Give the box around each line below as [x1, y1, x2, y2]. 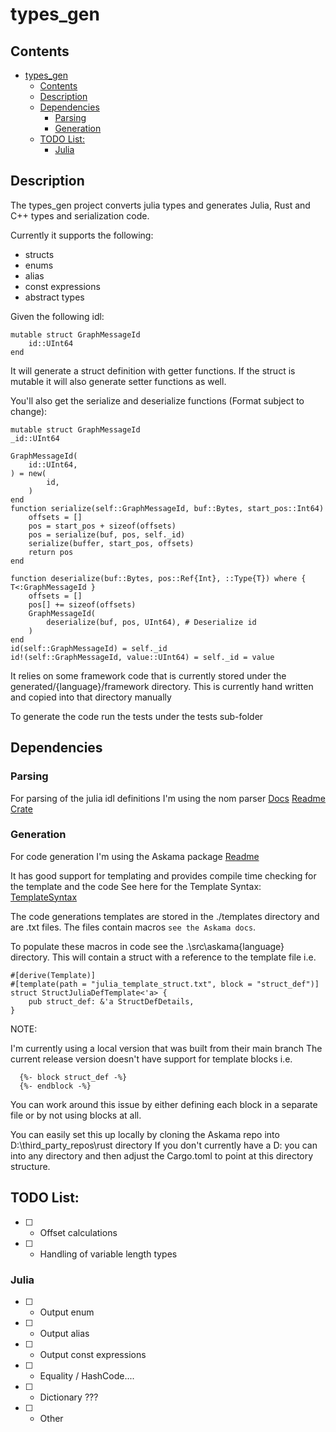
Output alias [39, 1327, 90, 1339]
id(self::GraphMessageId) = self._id [10, 643, 168, 653]
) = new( [10, 468, 47, 478]
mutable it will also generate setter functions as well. [10, 375, 227, 387]
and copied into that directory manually [10, 691, 172, 703]
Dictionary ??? [39, 1391, 99, 1403]
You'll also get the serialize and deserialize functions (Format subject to [10, 394, 305, 407]
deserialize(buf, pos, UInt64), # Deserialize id [46, 617, 257, 627]
